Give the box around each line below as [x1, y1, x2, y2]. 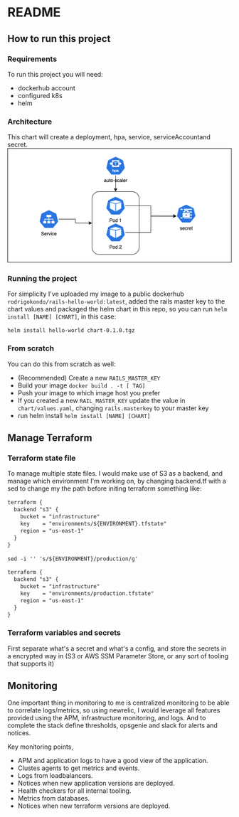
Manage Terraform [7, 432, 92, 444]
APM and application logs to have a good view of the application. [17, 757, 208, 765]
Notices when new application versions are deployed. [17, 779, 176, 788]
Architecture [7, 117, 53, 127]
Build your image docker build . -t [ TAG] [17, 381, 146, 390]
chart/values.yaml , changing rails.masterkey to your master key [17, 403, 209, 412]
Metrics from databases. [17, 794, 90, 803]
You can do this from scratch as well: [7, 360, 116, 368]
